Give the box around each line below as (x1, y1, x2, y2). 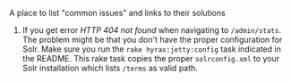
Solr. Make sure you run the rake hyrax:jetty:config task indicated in (21, 44, 282, 54)
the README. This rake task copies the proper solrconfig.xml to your (21, 53, 280, 63)
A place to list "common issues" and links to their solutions (9, 8, 226, 18)
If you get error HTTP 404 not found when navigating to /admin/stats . (21, 25, 282, 35)
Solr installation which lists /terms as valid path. (21, 62, 199, 73)
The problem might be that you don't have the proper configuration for (21, 35, 283, 45)
